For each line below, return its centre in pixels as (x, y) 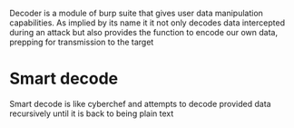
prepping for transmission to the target (82, 42)
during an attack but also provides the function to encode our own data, (144, 32)
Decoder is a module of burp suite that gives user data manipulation (136, 13)
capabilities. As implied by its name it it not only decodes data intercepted (147, 23)
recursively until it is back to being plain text (92, 113)
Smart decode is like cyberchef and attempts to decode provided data (140, 103)
